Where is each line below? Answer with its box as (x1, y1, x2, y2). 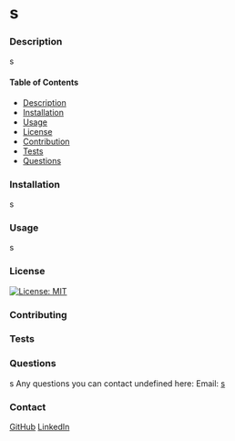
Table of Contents (9, 77, 79, 88)
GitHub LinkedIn (9, 422, 70, 433)
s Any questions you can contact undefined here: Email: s (9, 377, 226, 389)
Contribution (22, 136, 70, 147)
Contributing (9, 308, 67, 321)
